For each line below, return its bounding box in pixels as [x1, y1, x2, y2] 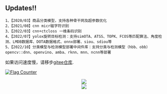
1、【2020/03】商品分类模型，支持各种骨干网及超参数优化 [5, 18, 107, 23]
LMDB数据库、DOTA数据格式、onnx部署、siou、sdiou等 [12, 39, 112, 44]
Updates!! [5, 4, 36, 12]
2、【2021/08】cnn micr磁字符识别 [5, 23, 69, 28]
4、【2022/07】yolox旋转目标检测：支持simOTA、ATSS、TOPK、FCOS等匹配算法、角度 [5, 34, 158, 39]
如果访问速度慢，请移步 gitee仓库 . [5, 59, 74, 65]
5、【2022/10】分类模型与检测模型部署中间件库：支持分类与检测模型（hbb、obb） [5, 44, 150, 49]
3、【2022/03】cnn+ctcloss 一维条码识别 [5, 28, 82, 34]
